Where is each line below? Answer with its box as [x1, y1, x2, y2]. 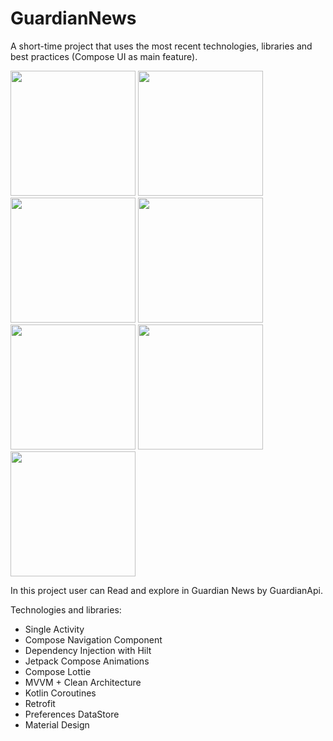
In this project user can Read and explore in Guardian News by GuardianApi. [10, 584, 323, 596]
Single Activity [24, 623, 85, 635]
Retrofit [24, 697, 56, 709]
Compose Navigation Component [24, 633, 163, 646]
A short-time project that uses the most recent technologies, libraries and [10, 40, 313, 52]
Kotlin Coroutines [24, 687, 97, 699]
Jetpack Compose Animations [24, 655, 150, 667]
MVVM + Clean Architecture [24, 676, 142, 688]
